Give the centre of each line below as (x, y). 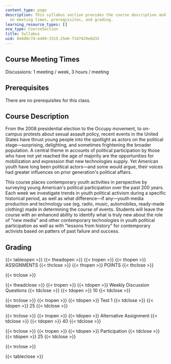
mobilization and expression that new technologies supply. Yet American (82, 161)
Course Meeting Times (42, 59)
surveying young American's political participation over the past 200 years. (85, 188)
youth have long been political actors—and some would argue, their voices (84, 167)
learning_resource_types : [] (36, 24)
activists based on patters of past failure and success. (62, 231)
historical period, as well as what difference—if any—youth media (74, 198)
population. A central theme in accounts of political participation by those (83, 150)
